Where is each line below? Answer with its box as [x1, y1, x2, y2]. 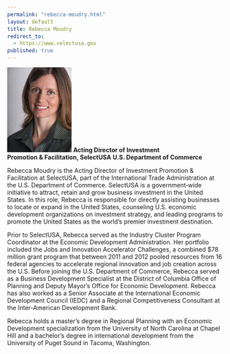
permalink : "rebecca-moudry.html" [7, 11, 106, 18]
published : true [7, 47, 54, 54]
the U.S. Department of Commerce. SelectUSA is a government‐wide [7, 181, 202, 189]
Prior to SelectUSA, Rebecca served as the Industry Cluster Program [7, 231, 201, 239]
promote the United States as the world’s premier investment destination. [7, 217, 214, 226]
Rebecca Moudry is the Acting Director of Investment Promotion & [7, 167, 194, 174]
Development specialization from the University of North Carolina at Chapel [7, 324, 220, 332]
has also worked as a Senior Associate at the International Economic [7, 289, 201, 297]
